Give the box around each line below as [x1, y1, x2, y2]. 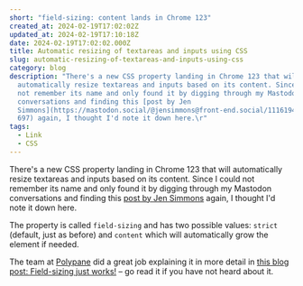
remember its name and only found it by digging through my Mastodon [9, 182, 272, 194]
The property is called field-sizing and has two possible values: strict [9, 219, 278, 230]
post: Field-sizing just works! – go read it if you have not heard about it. [9, 265, 274, 276]
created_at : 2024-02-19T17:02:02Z [9, 22, 140, 31]
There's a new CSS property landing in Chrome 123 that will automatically [9, 163, 282, 174]
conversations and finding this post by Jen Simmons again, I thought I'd [9, 192, 276, 203]
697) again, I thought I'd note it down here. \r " [17, 114, 207, 123]
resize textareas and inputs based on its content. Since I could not [9, 173, 255, 184]
